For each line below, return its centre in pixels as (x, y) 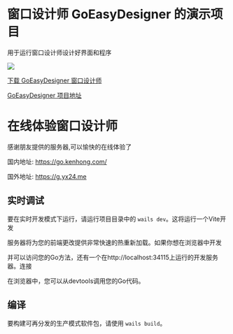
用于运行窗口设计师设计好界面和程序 (59, 52)
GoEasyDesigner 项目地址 (44, 95)
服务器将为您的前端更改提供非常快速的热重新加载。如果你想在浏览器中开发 (114, 242)
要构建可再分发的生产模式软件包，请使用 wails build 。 (87, 323)
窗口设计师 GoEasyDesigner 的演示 (109, 14)
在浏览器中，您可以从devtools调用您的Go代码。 (76, 281)
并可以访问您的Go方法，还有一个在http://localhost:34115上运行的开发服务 (113, 257)
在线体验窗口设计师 (63, 126)
